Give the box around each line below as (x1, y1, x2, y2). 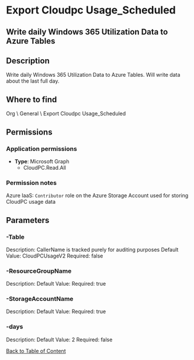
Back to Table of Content (6, 347, 66, 354)
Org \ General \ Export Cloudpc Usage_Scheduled (6, 110, 126, 117)
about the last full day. (6, 77, 60, 85)
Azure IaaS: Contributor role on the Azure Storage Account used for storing (6, 192, 189, 199)
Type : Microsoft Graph (14, 157, 70, 164)
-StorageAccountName (6, 295, 74, 303)
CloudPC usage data (6, 198, 56, 205)
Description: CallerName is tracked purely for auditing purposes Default (6, 246, 179, 253)
